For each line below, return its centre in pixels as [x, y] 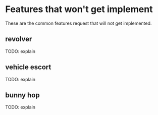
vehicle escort [28, 67]
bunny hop [22, 95]
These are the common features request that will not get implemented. [78, 23]
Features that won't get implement [79, 9]
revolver [19, 39]
